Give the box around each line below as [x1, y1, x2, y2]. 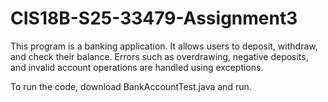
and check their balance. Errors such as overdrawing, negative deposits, [10, 50, 309, 62]
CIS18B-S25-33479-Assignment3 [10, 7, 298, 30]
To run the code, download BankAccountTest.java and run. [10, 80, 252, 92]
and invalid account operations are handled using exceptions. [10, 61, 264, 73]
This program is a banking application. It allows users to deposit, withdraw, [10, 40, 318, 52]
